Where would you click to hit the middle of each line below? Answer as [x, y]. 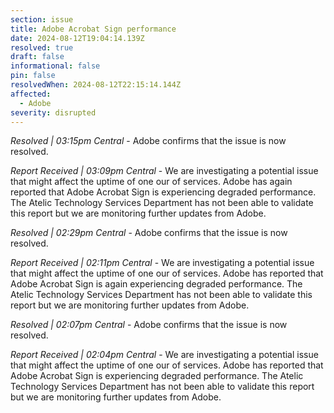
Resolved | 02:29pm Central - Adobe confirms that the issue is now [149, 233]
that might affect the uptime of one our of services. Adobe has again [151, 182]
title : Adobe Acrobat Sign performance [93, 29]
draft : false [37, 57]
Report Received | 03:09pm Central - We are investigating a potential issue [164, 171]
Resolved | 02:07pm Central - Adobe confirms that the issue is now [149, 325]
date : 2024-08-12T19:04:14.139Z [77, 38]
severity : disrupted [53, 112]
